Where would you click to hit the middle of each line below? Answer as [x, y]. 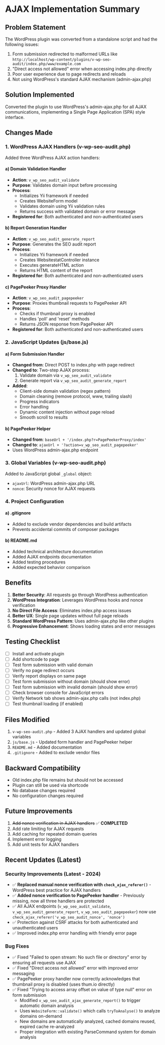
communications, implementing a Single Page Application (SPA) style [75, 112]
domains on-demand [41, 1016]
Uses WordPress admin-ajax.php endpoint [55, 450]
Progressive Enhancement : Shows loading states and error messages [84, 626]
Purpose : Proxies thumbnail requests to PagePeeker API [69, 303]
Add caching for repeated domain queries [55, 834]
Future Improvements [39, 811]
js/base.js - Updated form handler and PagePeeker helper [72, 742]
